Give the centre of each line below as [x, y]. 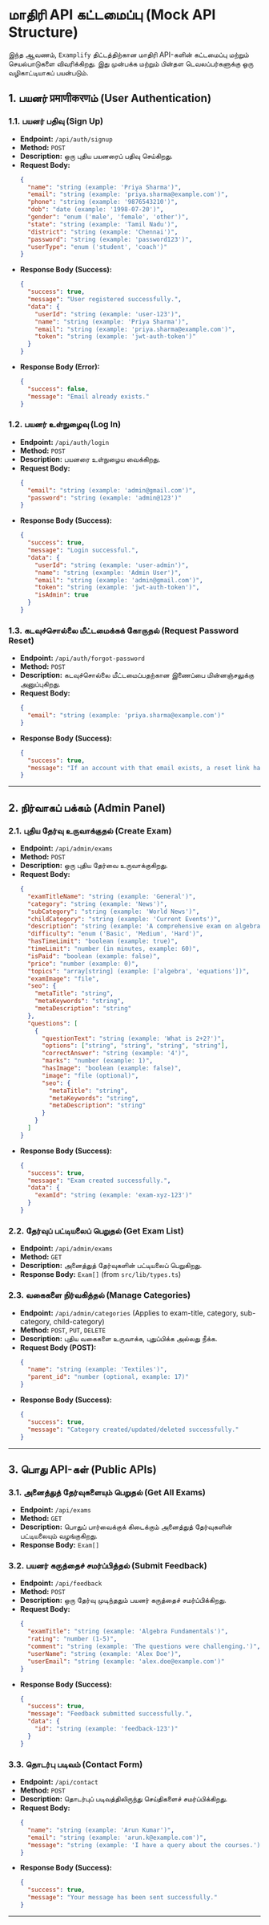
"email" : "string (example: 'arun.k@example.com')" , [117, 1837]
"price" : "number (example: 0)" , [83, 964]
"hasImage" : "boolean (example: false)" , [111, 1069]
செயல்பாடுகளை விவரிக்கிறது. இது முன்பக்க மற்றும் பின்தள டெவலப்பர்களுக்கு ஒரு [131, 63]
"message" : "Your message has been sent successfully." [122, 1898]
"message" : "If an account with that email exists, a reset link [139, 768]
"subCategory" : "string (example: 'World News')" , [114, 912]
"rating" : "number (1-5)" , [72, 1639]
